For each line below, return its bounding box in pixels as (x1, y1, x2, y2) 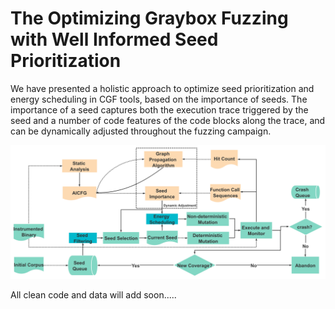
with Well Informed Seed (10, 28, 219, 51)
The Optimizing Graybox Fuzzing (10, 7, 289, 30)
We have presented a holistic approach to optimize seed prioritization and (10, 82, 315, 94)
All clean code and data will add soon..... (10, 288, 177, 301)
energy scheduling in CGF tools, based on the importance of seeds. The (10, 93, 308, 105)
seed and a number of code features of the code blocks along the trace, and (10, 114, 326, 126)
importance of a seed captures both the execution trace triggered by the (10, 103, 309, 116)
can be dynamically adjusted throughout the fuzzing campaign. (10, 125, 272, 137)
